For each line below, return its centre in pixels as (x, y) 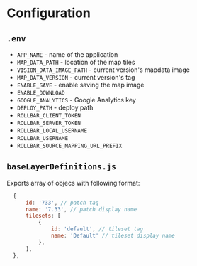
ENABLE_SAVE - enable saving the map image (80, 85)
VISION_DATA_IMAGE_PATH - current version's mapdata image (103, 70)
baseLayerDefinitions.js (62, 167)
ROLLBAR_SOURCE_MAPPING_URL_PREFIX (69, 146)
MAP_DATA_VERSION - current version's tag (76, 77)
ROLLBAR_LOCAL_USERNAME (52, 131)
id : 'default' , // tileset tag (97, 229)
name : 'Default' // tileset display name (113, 236)
